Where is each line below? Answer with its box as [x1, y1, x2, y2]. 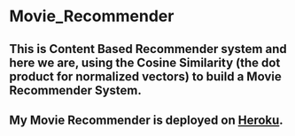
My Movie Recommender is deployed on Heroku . [9, 112, 283, 127]
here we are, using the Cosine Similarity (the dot [9, 55, 281, 70]
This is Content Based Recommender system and [9, 42, 287, 57]
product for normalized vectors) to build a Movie [9, 69, 282, 84]
